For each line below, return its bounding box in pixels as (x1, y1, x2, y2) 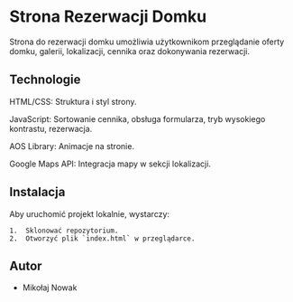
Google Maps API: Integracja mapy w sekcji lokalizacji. (9, 158, 212, 169)
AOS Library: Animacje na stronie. (9, 140, 135, 151)
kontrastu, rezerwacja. (9, 123, 93, 134)
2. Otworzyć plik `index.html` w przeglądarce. (9, 233, 196, 243)
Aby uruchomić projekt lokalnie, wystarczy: (9, 208, 169, 219)
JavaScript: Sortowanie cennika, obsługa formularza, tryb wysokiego (9, 113, 266, 124)
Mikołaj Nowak (22, 282, 78, 293)
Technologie (9, 72, 81, 88)
